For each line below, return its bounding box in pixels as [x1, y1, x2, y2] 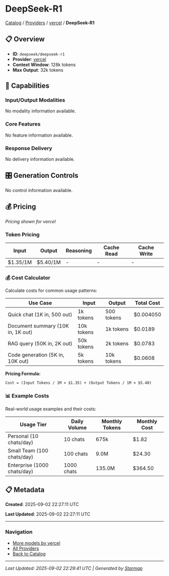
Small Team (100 [8, 447, 49, 454]
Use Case [28, 299, 52, 306]
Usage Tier [20, 421, 47, 428]
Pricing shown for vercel [5, 218, 56, 224]
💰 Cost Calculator [5, 274, 50, 281]
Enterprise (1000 [8, 462, 49, 469]
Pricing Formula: [5, 371, 41, 377]
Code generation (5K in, [8, 351, 64, 358]
